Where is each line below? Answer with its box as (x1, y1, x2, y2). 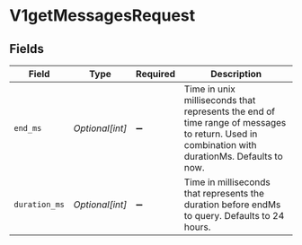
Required (136, 68, 176, 80)
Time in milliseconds (183, 176, 271, 188)
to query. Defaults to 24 (183, 210, 285, 222)
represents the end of (183, 105, 276, 118)
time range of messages (183, 117, 287, 128)
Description (210, 68, 262, 80)
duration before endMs (183, 198, 281, 211)
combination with (183, 139, 258, 151)
